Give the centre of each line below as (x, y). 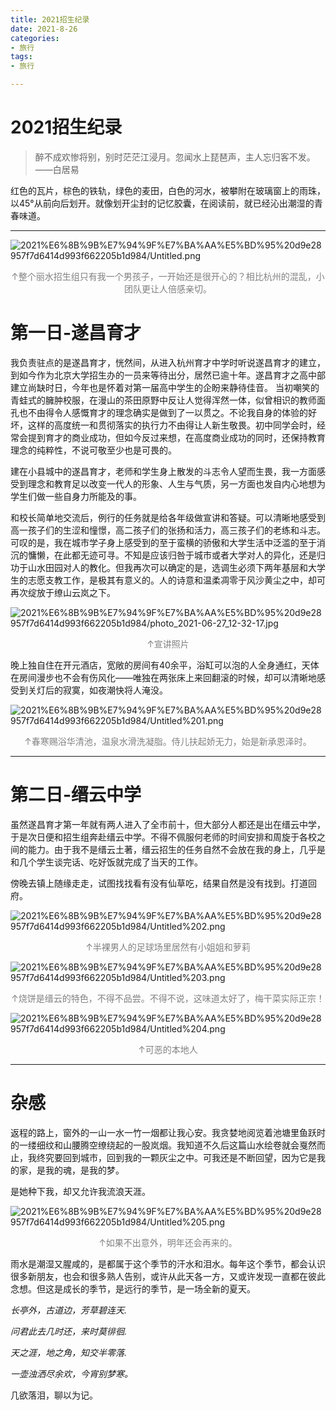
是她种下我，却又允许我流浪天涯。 (80, 1191)
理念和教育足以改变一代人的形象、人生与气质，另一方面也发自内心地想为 (176, 483)
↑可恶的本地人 (168, 1049)
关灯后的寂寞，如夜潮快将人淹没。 (97, 690)
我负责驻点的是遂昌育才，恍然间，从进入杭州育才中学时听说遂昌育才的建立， (168, 362)
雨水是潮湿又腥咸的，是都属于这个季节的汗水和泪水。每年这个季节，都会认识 (168, 1263)
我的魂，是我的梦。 (84, 1170)
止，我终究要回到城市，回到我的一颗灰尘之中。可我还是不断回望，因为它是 (163, 1157)
